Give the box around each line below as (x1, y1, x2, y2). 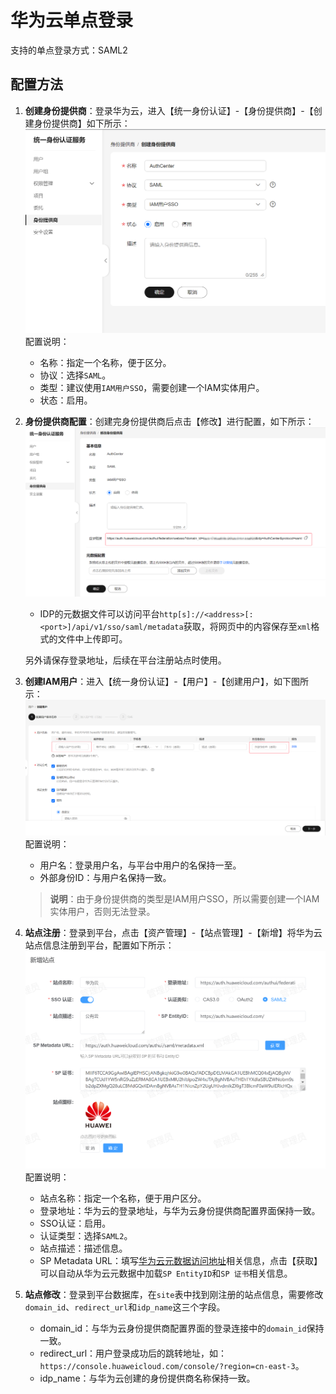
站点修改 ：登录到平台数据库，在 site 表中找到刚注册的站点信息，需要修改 (24, 1289, 324, 1301)
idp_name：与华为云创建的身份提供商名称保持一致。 (39, 1372, 256, 1385)
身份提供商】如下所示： (33, 117, 131, 129)
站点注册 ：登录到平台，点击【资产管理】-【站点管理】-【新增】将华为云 (24, 927, 323, 939)
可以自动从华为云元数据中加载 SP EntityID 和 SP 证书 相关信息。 (39, 1267, 293, 1280)
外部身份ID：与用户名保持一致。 (39, 872, 172, 884)
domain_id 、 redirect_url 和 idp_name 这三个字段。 (24, 1301, 226, 1313)
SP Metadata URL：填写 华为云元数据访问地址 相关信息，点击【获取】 (39, 1255, 323, 1267)
